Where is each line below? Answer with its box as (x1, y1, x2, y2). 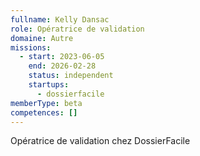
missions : (10, 42, 52, 53)
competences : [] (10, 107, 78, 118)
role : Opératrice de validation (10, 24, 145, 34)
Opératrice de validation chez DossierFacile (10, 135, 191, 147)
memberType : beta (10, 98, 83, 108)
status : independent (28, 71, 114, 81)
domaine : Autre (10, 33, 74, 43)
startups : (28, 80, 70, 90)
